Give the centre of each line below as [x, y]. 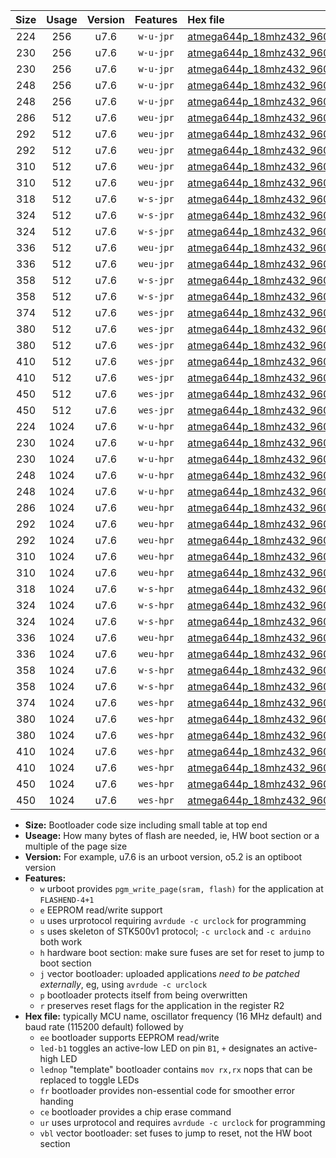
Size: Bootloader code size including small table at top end [146, 825]
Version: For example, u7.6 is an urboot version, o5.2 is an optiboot [163, 857]
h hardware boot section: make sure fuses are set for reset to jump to [182, 952]
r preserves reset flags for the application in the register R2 [162, 1005]
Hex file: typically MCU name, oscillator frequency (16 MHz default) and [173, 1016]
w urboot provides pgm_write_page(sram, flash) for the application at [181, 888]
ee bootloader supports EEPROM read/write [129, 1037]
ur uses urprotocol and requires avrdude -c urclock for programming [182, 1122]
